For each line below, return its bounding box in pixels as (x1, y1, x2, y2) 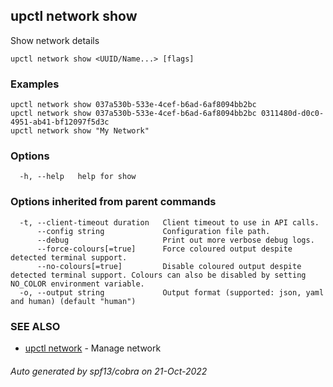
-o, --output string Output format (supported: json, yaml (19, 287, 325, 298)
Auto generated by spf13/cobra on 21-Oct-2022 (10, 365, 208, 377)
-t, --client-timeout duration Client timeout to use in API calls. (19, 217, 320, 228)
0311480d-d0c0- (260, 109, 325, 119)
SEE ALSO (10, 319, 61, 333)
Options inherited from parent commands (10, 195, 217, 209)
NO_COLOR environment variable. (10, 279, 145, 289)
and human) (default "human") (10, 296, 137, 306)
